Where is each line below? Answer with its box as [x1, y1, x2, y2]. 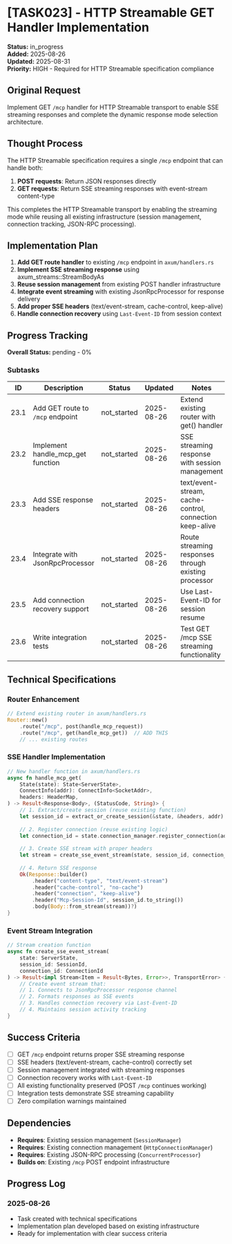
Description [43, 383, 84, 393]
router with [180, 412, 216, 422]
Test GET [180, 624, 211, 634]
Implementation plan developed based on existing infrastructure [17, 1222, 200, 1230]
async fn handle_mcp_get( [7, 774, 81, 782]
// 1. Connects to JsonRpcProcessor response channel [19, 986, 177, 994]
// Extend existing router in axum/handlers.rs [7, 710, 147, 717]
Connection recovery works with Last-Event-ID [17, 1073, 152, 1081]
